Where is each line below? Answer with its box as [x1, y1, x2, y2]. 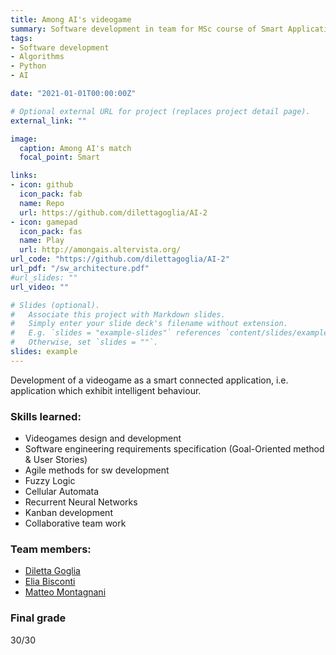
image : [10, 134, 38, 144]
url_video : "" [10, 282, 70, 292]
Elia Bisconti [24, 576, 76, 588]
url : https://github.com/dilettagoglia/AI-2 [19, 207, 208, 218]
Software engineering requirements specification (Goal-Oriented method [24, 443, 325, 455]
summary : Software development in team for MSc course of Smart [10, 24, 284, 34]
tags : [10, 33, 33, 43]
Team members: [10, 542, 92, 556]
